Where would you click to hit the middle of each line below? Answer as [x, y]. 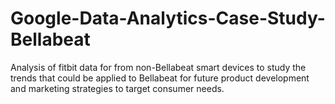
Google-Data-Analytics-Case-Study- [168, 18]
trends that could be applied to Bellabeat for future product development [160, 78]
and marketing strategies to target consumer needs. [117, 88]
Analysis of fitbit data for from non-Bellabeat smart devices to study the [158, 67]
